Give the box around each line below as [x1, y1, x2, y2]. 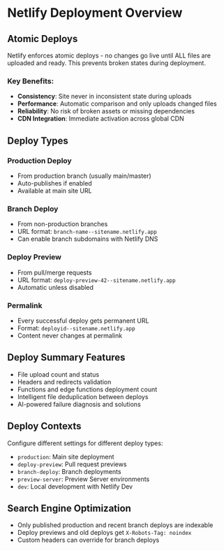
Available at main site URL [17, 186, 92, 195]
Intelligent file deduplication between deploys [17, 392, 149, 400]
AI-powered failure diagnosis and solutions [17, 400, 141, 408]
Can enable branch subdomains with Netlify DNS [17, 235, 158, 243]
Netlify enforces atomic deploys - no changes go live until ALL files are [7, 51, 211, 60]
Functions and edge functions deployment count [17, 385, 158, 393]
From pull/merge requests [17, 268, 92, 277]
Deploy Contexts [7, 420, 82, 432]
